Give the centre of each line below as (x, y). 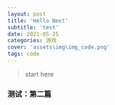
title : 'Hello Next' (38, 21)
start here (39, 74)
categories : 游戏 (32, 41)
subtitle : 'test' (33, 27)
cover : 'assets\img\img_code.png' (59, 47)
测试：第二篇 (30, 94)
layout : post (27, 14)
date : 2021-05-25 (33, 34)
